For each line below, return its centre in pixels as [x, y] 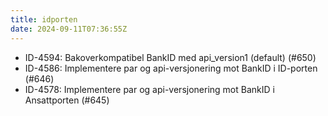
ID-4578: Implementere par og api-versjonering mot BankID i [149, 89]
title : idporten [44, 19]
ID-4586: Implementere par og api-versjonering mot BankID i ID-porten [171, 68]
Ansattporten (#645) [67, 100]
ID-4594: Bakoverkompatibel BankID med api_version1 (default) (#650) [170, 57]
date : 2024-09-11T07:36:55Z [69, 29]
